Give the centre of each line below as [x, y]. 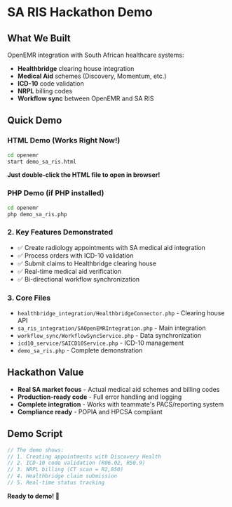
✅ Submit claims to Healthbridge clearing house [87, 263]
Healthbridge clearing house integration [76, 68]
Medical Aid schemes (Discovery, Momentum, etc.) [92, 76]
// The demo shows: [36, 450]
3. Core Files [29, 298]
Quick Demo [35, 120]
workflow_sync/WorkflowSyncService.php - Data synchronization [109, 336]
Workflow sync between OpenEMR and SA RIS [86, 98]
